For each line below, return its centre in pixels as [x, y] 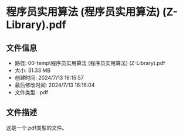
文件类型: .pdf [31, 92]
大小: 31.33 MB [33, 70]
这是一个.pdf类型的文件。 [37, 128]
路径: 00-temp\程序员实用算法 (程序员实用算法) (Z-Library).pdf [90, 63]
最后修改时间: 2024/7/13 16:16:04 [55, 85]
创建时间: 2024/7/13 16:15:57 [49, 78]
